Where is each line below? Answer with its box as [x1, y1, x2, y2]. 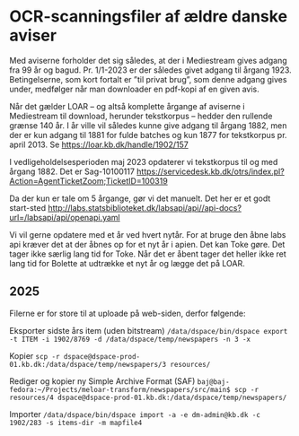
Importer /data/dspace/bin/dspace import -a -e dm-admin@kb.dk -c [9, 408, 260, 419]
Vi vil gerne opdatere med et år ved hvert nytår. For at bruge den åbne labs [9, 229, 286, 240]
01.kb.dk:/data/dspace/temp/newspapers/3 [9, 360, 167, 369]
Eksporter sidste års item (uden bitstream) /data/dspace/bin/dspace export [9, 325, 288, 336]
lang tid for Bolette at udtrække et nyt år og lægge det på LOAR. [9, 257, 245, 268]
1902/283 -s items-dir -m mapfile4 [9, 418, 143, 427]
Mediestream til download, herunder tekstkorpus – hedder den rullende [9, 110, 273, 121]
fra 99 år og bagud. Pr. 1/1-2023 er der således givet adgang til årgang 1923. [9, 65, 292, 75]
